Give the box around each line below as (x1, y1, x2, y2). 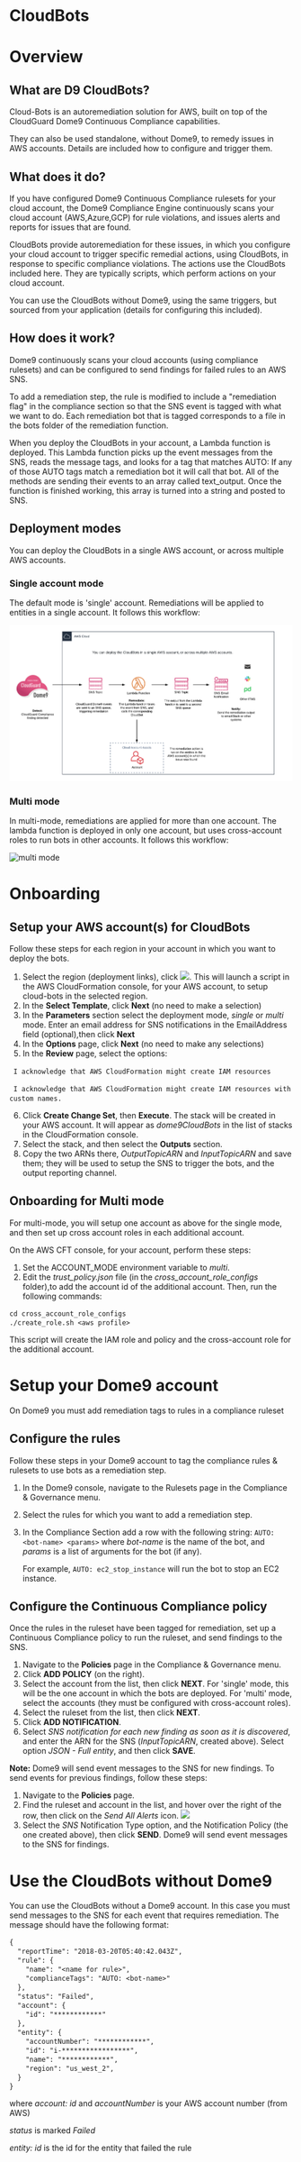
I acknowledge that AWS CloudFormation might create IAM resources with (13, 1085, 292, 1094)
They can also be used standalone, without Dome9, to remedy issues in (9, 133, 274, 144)
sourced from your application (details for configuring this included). (9, 305, 263, 315)
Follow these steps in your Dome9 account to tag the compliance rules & (9, 1455, 279, 1465)
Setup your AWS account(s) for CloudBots (9, 919, 251, 935)
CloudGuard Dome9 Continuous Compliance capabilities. (9, 116, 221, 127)
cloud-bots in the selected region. (22, 990, 148, 1001)
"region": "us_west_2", (25, 2065, 115, 2074)
